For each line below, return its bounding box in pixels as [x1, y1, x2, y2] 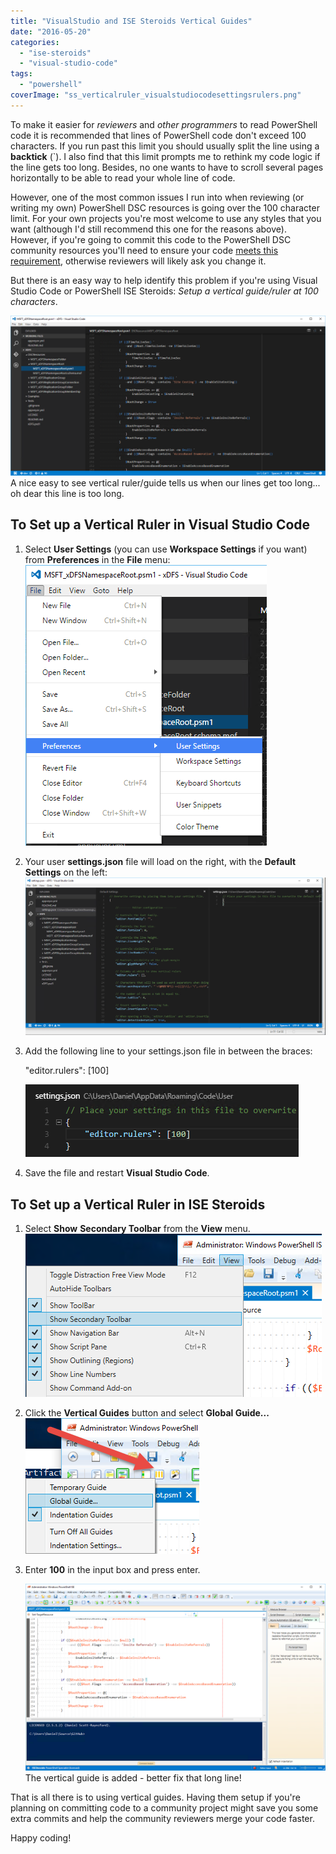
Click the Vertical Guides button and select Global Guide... [24, 1407, 270, 1419]
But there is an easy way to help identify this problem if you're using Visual [10, 274, 318, 286]
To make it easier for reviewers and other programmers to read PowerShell [10, 118, 318, 130]
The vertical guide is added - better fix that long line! [24, 1772, 242, 1784]
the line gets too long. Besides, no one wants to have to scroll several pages [10, 161, 324, 173]
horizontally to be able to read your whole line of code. [10, 171, 236, 184]
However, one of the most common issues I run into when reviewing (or [10, 191, 305, 203]
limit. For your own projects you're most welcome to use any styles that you [10, 212, 322, 224]
